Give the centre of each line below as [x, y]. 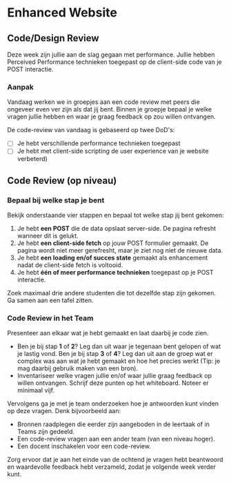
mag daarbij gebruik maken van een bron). [78, 368]
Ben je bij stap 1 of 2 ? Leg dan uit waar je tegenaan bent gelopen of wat [119, 346]
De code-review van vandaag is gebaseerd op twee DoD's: [91, 130]
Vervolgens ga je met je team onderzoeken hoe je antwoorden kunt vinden [113, 403]
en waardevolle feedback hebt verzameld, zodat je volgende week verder [111, 467]
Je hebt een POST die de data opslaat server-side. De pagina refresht [117, 229]
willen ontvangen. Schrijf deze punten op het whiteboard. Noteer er [113, 383]
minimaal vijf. [36, 390]
